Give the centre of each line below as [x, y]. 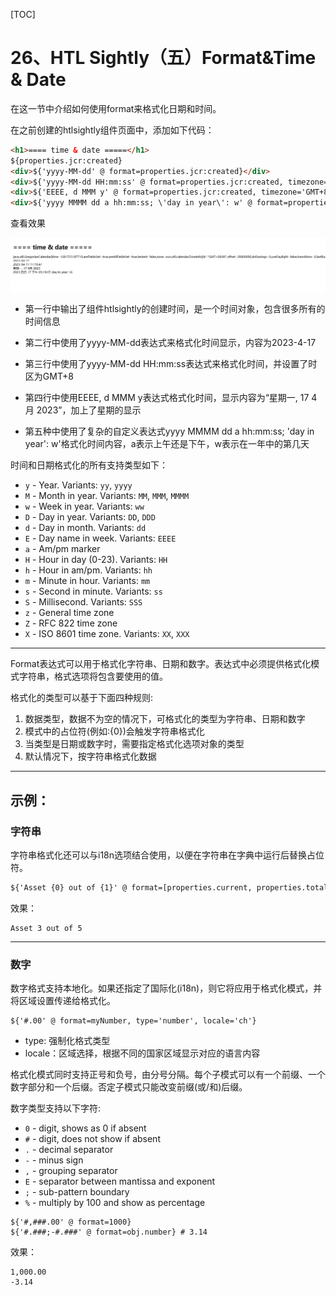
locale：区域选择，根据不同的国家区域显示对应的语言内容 [142, 1053]
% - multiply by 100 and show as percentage [115, 1203]
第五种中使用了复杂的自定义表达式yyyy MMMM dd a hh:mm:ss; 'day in [169, 431]
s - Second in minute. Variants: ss [93, 591]
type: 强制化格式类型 [67, 1041]
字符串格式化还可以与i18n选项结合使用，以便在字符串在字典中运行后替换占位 [167, 855]
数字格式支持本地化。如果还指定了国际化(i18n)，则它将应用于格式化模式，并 [166, 988]
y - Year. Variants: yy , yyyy [78, 485]
